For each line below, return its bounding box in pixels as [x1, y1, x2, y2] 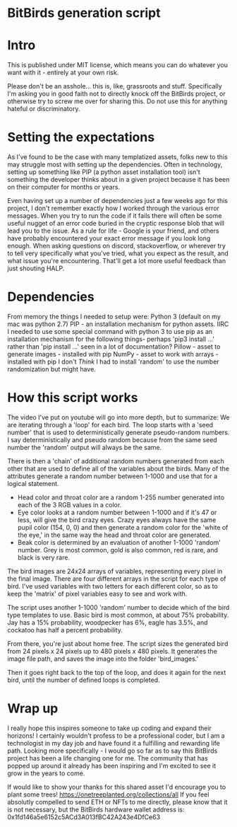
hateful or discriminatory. [7, 105, 80, 113]
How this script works [7, 390, 138, 406]
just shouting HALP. [7, 264, 65, 273]
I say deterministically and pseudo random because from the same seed [7, 435, 217, 444]
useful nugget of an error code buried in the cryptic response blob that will [7, 219, 224, 228]
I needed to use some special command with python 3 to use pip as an [7, 328, 213, 335]
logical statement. [7, 479, 59, 487]
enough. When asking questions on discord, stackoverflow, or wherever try [7, 242, 226, 250]
